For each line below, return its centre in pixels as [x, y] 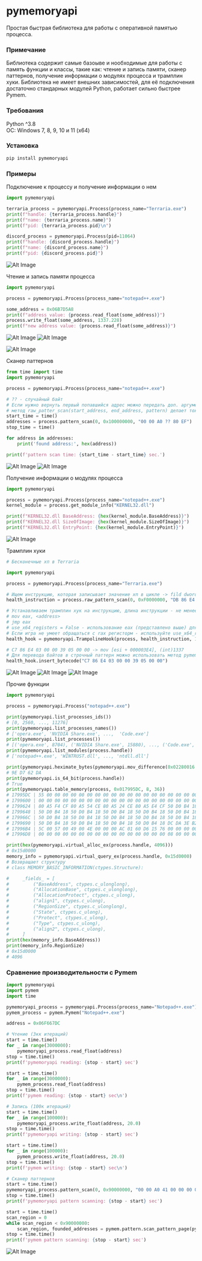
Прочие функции [28, 684]
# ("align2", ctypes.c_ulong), [56, 929]
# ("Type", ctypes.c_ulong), [54, 923]
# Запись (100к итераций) [38, 1106]
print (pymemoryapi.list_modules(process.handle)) [70, 751]
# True [14, 784]
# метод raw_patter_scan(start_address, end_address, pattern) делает [96, 410]
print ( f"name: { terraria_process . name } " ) [59, 220]
